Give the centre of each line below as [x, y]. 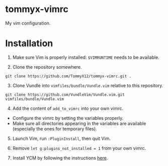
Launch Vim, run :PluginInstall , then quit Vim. [61, 138]
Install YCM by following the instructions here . [60, 158]
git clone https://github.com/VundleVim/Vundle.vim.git [65, 95]
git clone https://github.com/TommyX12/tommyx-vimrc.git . [68, 76]
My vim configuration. [28, 23]
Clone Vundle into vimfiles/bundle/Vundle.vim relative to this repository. [88, 85]
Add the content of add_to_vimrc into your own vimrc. [68, 108]
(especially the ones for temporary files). [55, 128]
